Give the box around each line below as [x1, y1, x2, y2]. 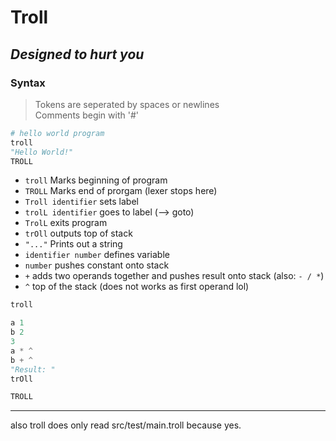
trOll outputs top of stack [24, 227, 133, 240]
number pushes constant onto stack [24, 259, 170, 271]
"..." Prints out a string [24, 238, 123, 250]
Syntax [10, 76, 46, 90]
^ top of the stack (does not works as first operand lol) [24, 281, 250, 293]
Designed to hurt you [10, 46, 145, 63]
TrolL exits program [24, 217, 108, 229]
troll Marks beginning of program [24, 174, 168, 186]
